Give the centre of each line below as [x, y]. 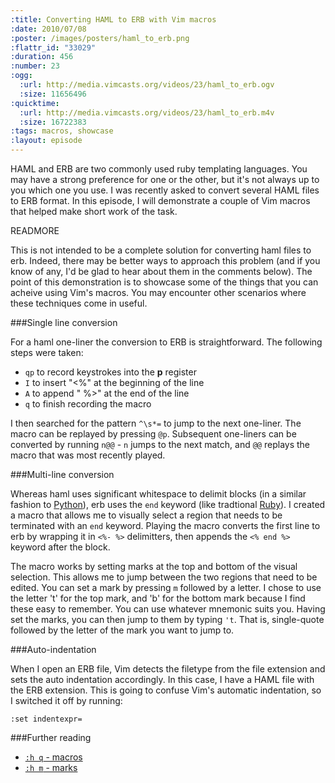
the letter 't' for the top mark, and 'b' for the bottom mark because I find [158, 598]
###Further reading [51, 737]
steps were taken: [47, 352]
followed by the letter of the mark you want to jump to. [122, 630]
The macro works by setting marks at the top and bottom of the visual [154, 566]
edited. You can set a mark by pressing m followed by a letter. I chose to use [166, 587]
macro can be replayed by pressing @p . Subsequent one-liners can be [153, 434]
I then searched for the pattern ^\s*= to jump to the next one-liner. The [156, 423]
